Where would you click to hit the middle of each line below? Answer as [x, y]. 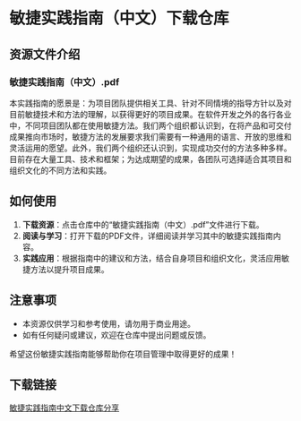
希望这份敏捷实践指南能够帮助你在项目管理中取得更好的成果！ [123, 354]
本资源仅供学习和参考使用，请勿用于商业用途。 [108, 323]
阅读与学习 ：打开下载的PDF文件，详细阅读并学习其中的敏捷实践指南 [148, 236]
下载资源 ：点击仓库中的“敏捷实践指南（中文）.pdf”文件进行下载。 [143, 224]
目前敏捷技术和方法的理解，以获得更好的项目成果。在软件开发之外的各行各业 [150, 114]
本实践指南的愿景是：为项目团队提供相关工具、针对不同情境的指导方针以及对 [150, 103]
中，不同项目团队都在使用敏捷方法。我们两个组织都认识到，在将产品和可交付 [150, 125]
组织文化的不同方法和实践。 [60, 170]
